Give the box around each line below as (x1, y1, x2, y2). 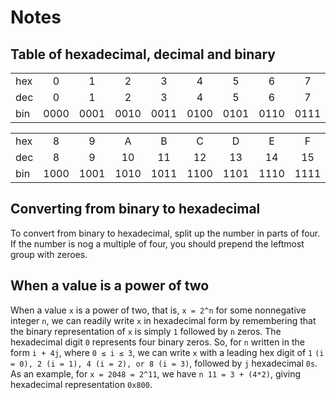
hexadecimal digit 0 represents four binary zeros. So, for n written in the (10, 336, 305, 348)
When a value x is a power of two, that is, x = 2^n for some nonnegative (10, 304, 307, 316)
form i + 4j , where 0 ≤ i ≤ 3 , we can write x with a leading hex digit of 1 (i (10, 346, 325, 358)
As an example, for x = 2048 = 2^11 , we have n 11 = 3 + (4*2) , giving (10, 367, 302, 380)
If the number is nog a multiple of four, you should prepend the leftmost (10, 237, 305, 250)
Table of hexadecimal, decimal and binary (10, 46, 276, 63)
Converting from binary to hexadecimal (10, 201, 261, 218)
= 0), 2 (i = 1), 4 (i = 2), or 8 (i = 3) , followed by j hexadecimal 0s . (10, 357, 318, 369)
